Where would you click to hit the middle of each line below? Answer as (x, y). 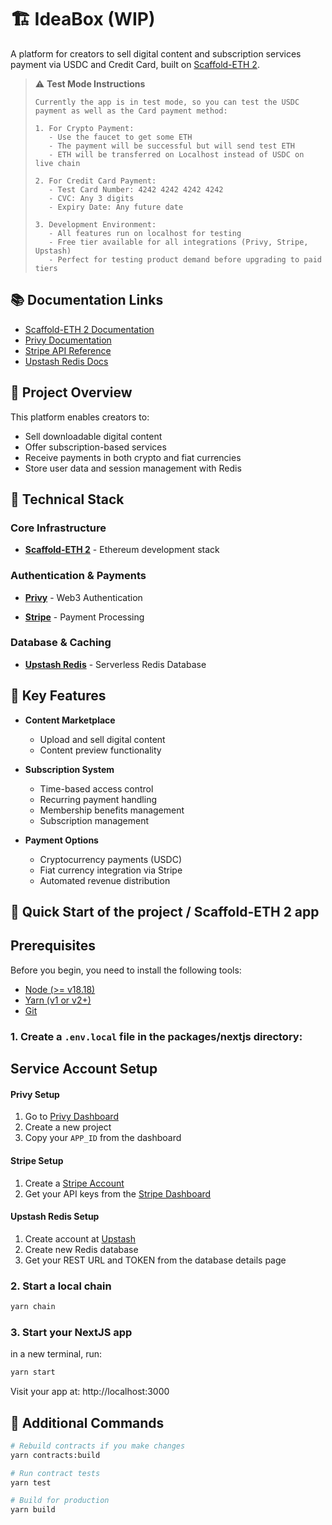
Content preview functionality (100, 750)
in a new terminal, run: (56, 1354)
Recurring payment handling (98, 799)
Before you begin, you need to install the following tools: (126, 970)
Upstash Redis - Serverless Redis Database (115, 664)
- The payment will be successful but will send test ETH (172, 146)
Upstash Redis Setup (55, 1217)
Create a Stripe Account (74, 1183)
